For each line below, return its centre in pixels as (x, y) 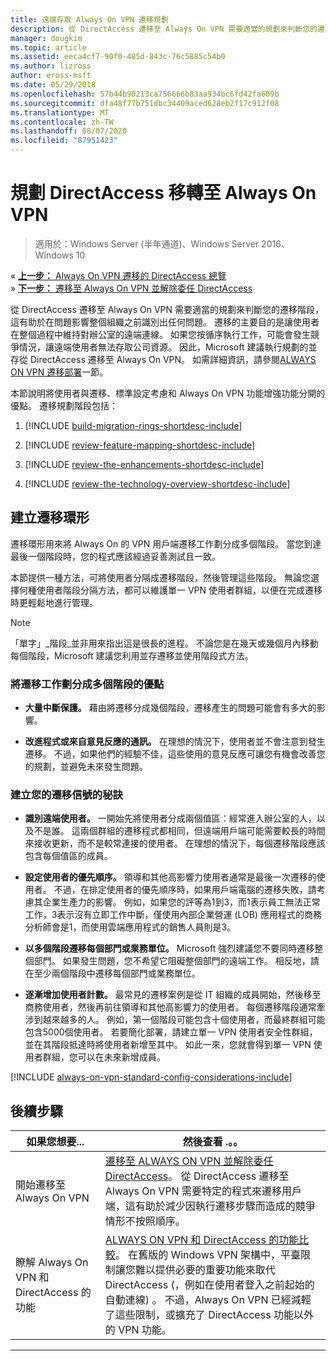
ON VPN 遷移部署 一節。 (59, 372)
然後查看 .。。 (213, 1142)
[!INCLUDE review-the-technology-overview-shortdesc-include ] (157, 483)
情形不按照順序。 (145, 1221)
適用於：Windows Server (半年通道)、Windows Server (147, 243)
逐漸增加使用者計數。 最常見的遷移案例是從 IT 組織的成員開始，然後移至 (173, 995)
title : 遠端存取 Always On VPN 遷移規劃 (89, 19)
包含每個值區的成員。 (68, 856)
